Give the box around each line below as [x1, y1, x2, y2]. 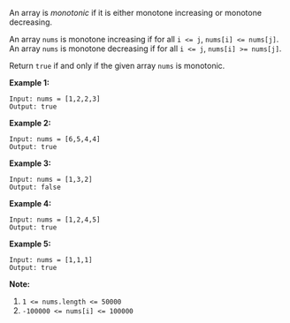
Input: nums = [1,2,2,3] [9, 94, 101, 103]
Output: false [9, 183, 62, 192]
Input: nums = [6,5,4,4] [9, 135, 101, 144]
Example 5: [9, 238, 51, 249]
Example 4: [9, 199, 51, 208]
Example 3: [9, 158, 51, 169]
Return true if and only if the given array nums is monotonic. [9, 61, 225, 71]
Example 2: [9, 118, 51, 128]
